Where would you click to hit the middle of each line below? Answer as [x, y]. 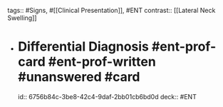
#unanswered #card [79, 77]
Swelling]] [22, 18]
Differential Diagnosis [83, 47]
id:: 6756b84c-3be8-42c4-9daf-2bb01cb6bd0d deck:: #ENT [107, 96]
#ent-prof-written [102, 62]
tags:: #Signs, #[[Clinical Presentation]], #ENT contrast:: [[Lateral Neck [111, 10]
